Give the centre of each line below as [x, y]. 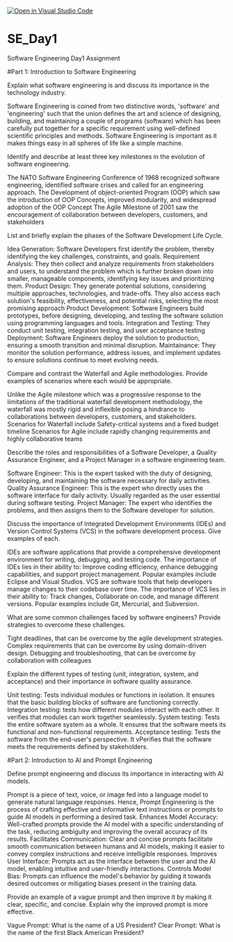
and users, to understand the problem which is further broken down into [111, 271]
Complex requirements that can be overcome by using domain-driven [107, 645]
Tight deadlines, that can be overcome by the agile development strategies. [115, 638]
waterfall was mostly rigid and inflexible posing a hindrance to [96, 409]
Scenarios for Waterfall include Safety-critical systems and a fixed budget [113, 424]
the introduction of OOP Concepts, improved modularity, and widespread [112, 199]
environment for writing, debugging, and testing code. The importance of [112, 559]
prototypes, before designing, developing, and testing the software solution [115, 315]
